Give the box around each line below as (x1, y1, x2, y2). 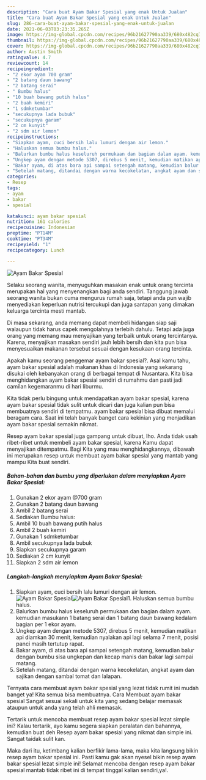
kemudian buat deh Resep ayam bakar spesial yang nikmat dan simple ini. (7, 729, 193, 736)
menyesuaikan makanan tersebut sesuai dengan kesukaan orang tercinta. (7, 344, 193, 352)
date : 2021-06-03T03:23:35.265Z (7, 26, 89, 32)
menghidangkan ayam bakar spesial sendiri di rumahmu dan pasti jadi (7, 376, 183, 384)
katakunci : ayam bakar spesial (7, 213, 87, 219)
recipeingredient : (7, 65, 54, 72)
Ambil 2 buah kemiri (15, 527, 67, 534)
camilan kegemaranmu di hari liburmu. (7, 382, 103, 390)
